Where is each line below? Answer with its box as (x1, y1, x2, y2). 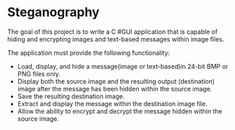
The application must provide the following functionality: (7, 48, 170, 57)
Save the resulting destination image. (17, 92, 125, 100)
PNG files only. (17, 70, 61, 78)
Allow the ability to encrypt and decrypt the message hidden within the (17, 107, 222, 115)
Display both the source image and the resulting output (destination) (17, 77, 215, 85)
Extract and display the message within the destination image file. (17, 99, 208, 108)
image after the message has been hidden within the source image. (17, 84, 213, 93)
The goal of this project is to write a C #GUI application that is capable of (7, 27, 218, 36)
